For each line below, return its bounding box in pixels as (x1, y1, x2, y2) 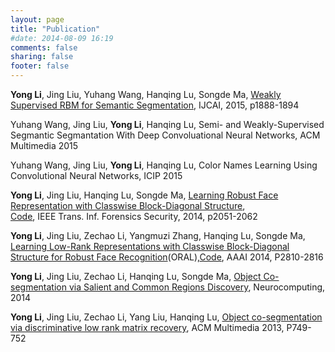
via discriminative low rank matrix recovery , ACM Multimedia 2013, (10, 322, 285, 333)
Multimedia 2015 (10, 140, 79, 151)
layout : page (10, 14, 65, 25)
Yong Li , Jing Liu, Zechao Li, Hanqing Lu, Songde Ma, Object (10, 271, 262, 282)
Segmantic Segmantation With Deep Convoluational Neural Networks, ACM (10, 129, 321, 141)
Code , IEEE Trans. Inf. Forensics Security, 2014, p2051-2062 (10, 211, 258, 222)
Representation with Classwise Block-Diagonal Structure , (10, 200, 246, 211)
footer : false (10, 61, 70, 71)
